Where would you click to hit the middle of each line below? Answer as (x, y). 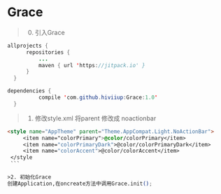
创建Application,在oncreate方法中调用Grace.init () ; (80, 183)
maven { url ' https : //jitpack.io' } (92, 65)
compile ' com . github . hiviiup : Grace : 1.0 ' (98, 98)
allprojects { (28, 46)
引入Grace (50, 32)
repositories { (48, 52)
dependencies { (29, 91)
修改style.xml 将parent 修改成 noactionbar (95, 118)
